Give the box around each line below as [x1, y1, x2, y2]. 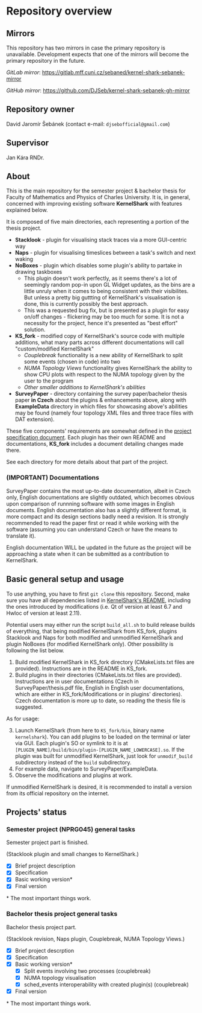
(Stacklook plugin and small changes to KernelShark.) [6, 851, 139, 858]
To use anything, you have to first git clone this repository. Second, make [6, 590, 190, 597]
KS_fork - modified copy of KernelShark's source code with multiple [14, 332, 185, 340]
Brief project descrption [14, 947, 74, 954]
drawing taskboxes [14, 268, 63, 276]
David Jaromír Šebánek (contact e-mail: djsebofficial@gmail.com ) [6, 120, 170, 127]
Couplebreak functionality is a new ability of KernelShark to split [23, 352, 183, 359]
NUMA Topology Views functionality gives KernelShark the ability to [23, 364, 192, 372]
